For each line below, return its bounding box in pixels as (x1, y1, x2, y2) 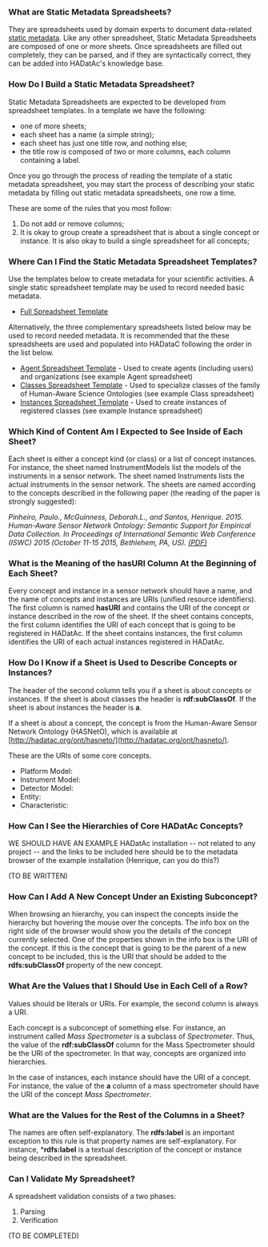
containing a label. (19, 155, 82, 164)
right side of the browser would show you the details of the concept (8, 926, 232, 936)
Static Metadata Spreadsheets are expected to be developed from (8, 97, 226, 107)
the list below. (8, 347, 54, 357)
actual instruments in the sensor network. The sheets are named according (8, 480, 256, 489)
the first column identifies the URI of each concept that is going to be (8, 620, 236, 630)
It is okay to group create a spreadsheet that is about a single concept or (19, 227, 260, 237)
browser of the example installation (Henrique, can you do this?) (8, 856, 220, 865)
